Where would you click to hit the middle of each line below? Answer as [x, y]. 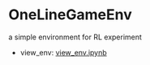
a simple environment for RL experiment [75, 37]
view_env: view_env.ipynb [63, 52]
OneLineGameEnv [70, 15]
